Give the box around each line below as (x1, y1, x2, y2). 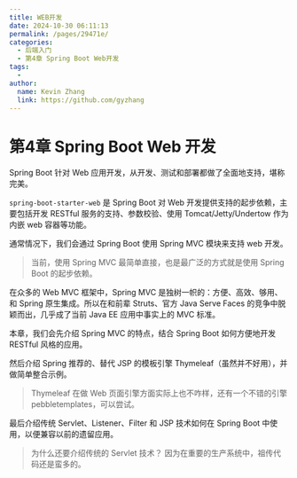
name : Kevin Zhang (17, 87, 86, 96)
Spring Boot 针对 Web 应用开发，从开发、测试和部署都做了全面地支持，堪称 (9, 168, 285, 178)
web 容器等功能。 (26, 219, 91, 231)
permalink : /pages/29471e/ (9, 29, 109, 38)
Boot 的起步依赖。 (30, 268, 98, 279)
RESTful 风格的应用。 (9, 339, 88, 350)
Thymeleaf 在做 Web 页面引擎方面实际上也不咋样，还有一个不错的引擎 (30, 388, 288, 399)
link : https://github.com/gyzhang (17, 95, 145, 105)
